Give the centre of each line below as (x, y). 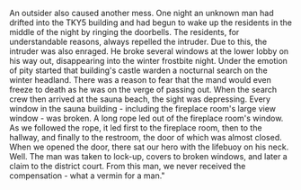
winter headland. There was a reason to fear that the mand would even (140, 80)
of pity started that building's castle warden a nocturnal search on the (138, 70)
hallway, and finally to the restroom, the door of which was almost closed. (146, 137)
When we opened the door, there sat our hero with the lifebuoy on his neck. (149, 147)
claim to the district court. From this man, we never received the (128, 166)
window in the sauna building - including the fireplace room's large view (143, 109)
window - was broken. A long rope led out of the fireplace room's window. (146, 118)
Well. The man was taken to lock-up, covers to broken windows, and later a (148, 156)
